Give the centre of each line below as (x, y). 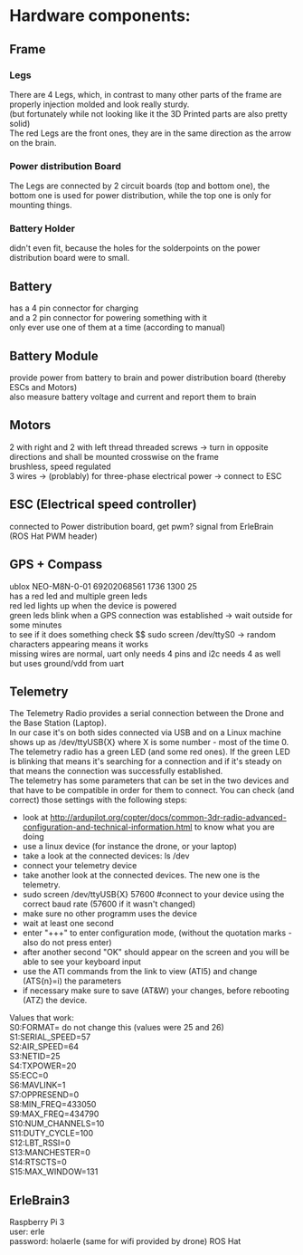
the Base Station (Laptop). (58, 723)
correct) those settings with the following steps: (99, 800)
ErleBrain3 (40, 1200)
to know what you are (234, 827)
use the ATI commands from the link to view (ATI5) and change (140, 972)
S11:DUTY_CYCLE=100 (52, 1134)
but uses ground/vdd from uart (67, 663)
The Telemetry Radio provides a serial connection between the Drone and (147, 714)
